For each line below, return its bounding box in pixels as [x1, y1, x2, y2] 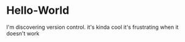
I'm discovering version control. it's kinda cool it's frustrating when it [6, 23, 179, 31]
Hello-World [6, 4, 70, 17]
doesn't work [6, 29, 40, 37]
